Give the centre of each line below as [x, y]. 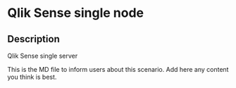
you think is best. [32, 77]
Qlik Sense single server [43, 56]
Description [33, 39]
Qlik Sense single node [76, 13]
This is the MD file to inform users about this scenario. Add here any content [118, 69]
